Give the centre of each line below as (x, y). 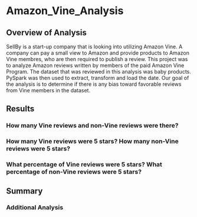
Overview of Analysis (47, 33)
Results (20, 109)
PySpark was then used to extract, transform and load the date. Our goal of (98, 78)
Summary (24, 191)
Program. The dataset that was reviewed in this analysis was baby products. (99, 71)
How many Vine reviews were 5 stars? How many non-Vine (92, 141)
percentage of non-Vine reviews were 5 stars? (74, 172)
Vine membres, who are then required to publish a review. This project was (97, 59)
